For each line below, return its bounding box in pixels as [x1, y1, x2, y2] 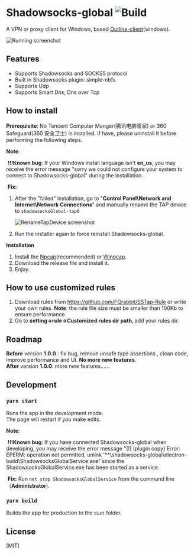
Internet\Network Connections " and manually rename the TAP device [14, 201, 187, 208]
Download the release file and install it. [14, 259, 109, 266]
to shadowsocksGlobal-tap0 [14, 207, 80, 214]
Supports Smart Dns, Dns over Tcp [14, 89, 100, 96]
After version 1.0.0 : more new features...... [6, 362, 110, 370]
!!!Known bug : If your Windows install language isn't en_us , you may [7, 159, 176, 166]
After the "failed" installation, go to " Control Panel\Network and [14, 195, 172, 202]
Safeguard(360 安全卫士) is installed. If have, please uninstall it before [6, 129, 177, 137]
